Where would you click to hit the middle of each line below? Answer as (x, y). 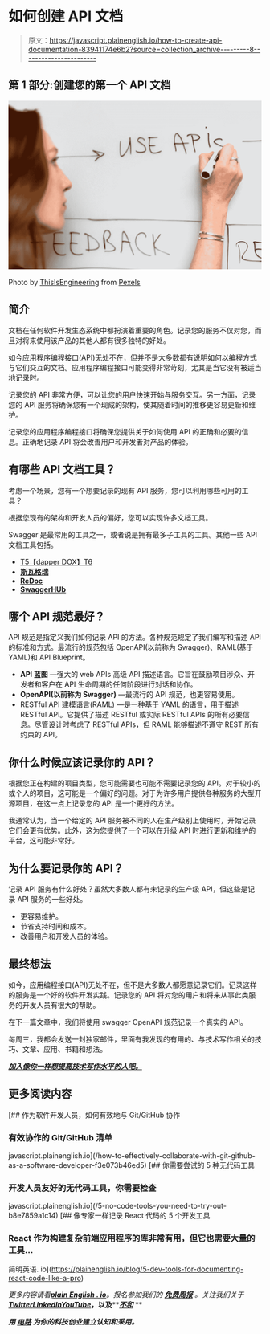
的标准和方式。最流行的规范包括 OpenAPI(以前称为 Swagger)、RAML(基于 (131, 647)
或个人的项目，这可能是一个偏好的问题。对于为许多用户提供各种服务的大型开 (135, 793)
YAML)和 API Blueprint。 (49, 657)
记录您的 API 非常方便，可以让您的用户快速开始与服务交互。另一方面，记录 (132, 394)
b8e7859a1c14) (33, 1216)
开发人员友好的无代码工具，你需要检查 (82, 1188)
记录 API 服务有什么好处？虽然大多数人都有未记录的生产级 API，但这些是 (128, 889)
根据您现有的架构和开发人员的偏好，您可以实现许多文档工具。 (110, 517)
